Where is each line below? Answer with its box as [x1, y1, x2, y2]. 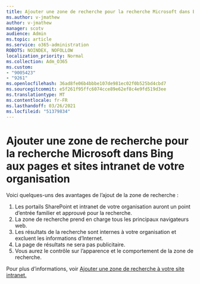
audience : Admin [6, 31, 46, 37]
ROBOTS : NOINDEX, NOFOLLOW [6, 48, 73, 54]
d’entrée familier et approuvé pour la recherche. [14, 210, 132, 217]
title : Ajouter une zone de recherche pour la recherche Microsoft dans [6, 8, 190, 15]
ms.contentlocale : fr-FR [6, 97, 68, 103]
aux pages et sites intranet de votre [6, 159, 185, 173]
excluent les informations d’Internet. [14, 235, 104, 242]
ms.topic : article [6, 36, 52, 42]
